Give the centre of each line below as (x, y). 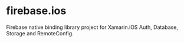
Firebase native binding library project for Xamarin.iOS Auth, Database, (92, 27)
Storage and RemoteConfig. (40, 33)
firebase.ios (36, 11)
